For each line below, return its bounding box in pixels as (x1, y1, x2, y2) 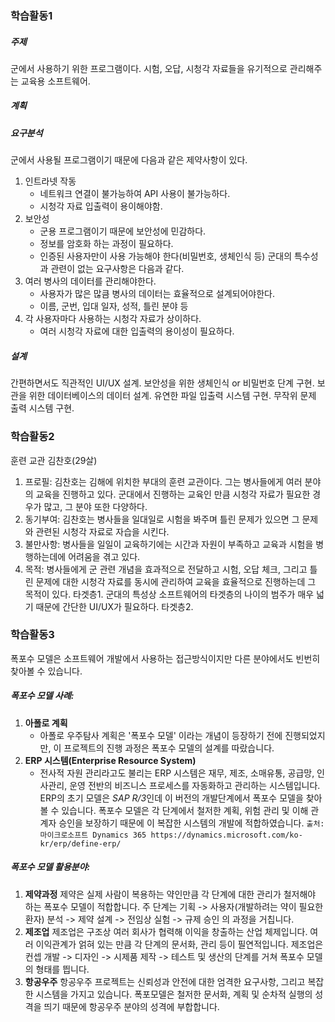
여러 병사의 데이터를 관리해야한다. (24, 275, 157, 287)
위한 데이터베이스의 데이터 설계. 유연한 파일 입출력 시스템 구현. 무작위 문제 (28, 390, 317, 402)
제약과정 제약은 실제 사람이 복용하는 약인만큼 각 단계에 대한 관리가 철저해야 (24, 888, 317, 900)
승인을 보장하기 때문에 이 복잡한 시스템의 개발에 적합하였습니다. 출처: (58, 817, 325, 829)
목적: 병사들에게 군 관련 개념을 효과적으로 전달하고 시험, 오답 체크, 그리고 (24, 563, 308, 575)
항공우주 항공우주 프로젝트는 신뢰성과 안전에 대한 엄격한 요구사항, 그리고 (24, 975, 306, 987)
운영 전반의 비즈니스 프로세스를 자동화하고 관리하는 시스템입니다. (69, 779, 321, 791)
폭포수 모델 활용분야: (10, 861, 91, 873)
